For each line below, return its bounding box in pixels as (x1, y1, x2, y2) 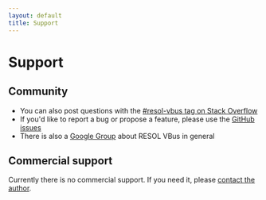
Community (8, 85, 68, 98)
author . (8, 183, 32, 193)
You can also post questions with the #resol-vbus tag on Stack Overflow (19, 106, 258, 115)
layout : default (8, 11, 62, 20)
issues (19, 122, 41, 132)
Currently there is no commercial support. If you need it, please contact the (8, 175, 256, 185)
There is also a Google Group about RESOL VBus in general (19, 131, 215, 140)
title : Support (8, 19, 59, 27)
